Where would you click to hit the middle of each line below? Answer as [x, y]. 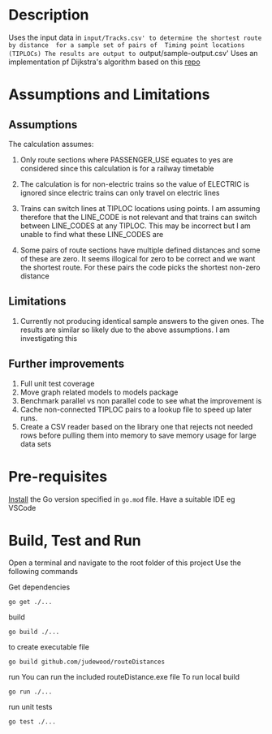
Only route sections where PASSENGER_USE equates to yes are [127, 159]
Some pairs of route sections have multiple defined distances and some [140, 250]
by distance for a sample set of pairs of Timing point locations [127, 45]
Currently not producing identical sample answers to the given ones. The [142, 321]
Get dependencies [39, 587]
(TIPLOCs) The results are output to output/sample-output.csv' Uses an [133, 53]
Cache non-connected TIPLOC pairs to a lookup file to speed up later [136, 409]
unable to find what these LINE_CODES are [92, 234]
